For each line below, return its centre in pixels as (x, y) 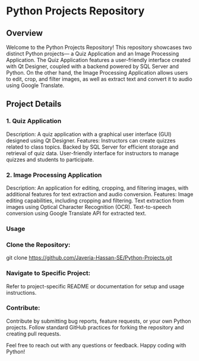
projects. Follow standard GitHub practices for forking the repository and (95, 327)
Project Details (34, 104)
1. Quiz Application (34, 121)
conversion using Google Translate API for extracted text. (76, 213)
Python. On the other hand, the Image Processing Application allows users (97, 72)
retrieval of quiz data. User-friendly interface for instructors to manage (93, 153)
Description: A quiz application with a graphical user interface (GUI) (89, 134)
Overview (25, 33)
